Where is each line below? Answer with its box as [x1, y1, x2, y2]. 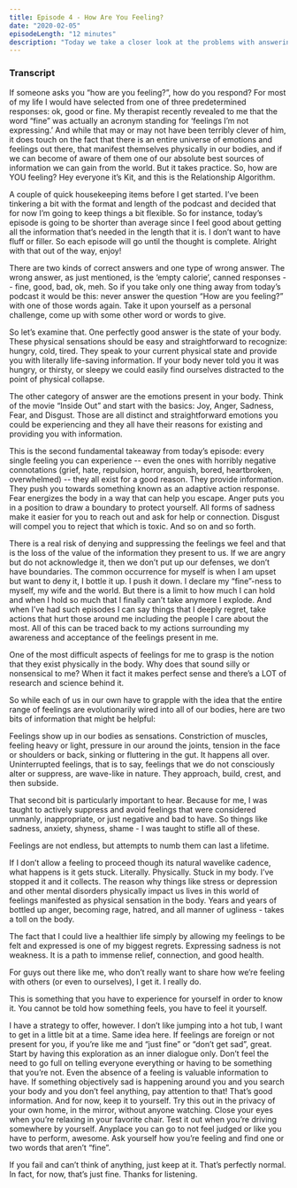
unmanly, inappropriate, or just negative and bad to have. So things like [9, 814, 268, 824]
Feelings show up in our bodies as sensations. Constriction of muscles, [9, 730, 268, 741]
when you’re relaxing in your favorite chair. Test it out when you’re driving [9, 1114, 277, 1124]
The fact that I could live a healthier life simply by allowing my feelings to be [9, 930, 286, 941]
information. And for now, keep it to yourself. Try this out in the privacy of [9, 1095, 276, 1106]
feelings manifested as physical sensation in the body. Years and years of [9, 895, 277, 906]
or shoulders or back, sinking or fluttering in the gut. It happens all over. [9, 749, 270, 760]
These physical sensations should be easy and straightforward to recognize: [9, 336, 287, 346]
